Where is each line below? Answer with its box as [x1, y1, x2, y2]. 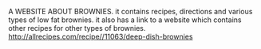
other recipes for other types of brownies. [8, 24, 146, 32]
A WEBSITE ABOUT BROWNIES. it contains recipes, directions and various [8, 7, 253, 16]
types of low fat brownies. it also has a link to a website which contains [8, 15, 242, 24]
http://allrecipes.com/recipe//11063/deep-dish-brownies [8, 32, 193, 41]
